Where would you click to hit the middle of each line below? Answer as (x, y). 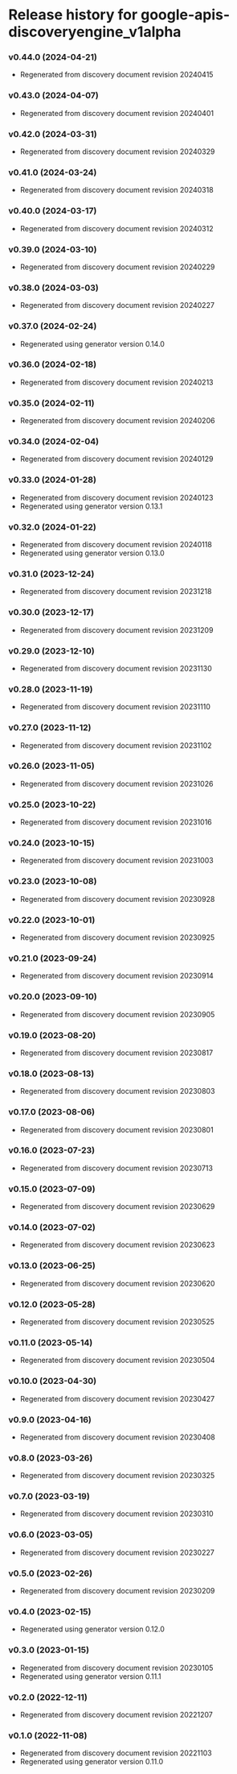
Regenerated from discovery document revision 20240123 (117, 497)
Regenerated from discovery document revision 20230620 (117, 1283)
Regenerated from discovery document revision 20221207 (116, 1714)
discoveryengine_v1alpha (95, 32)
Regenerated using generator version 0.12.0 (92, 1629)
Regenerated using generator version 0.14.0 (92, 343)
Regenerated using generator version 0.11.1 (91, 1676)
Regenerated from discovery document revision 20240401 (117, 113)
